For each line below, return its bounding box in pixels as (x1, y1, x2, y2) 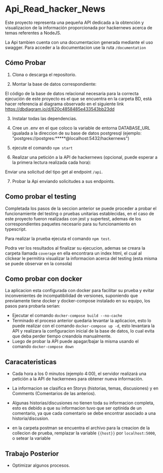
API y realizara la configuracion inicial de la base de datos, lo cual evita (12, 328, 155, 334)
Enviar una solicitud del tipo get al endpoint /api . (5, 169, 103, 175)
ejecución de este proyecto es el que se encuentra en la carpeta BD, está (5, 96, 152, 101)
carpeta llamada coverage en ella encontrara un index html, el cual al (5, 250, 142, 256)
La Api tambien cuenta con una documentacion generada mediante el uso (5, 39, 153, 45)
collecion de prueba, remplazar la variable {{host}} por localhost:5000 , (12, 430, 156, 436)
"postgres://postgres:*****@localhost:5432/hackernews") (12, 135, 130, 141)
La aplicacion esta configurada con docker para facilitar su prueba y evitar (5, 288, 155, 294)
